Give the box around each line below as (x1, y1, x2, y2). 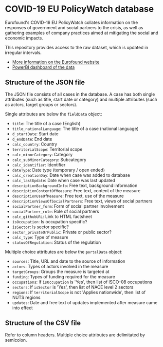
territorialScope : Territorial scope (12, 146, 83, 152)
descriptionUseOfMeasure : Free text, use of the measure (12, 193, 124, 199)
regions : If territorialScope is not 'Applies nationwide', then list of (12, 289, 146, 295)
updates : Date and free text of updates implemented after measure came (12, 299, 158, 305)
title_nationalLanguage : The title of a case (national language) (12, 126, 139, 131)
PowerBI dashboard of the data (12, 64, 75, 70)
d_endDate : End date (12, 136, 53, 142)
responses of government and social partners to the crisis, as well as (5, 24, 144, 30)
